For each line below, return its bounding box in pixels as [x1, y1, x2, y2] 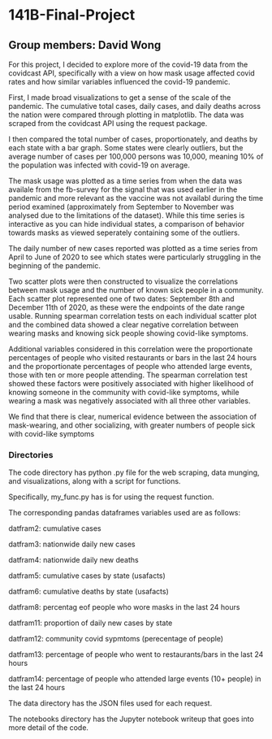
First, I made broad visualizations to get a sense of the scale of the [8, 93, 231, 102]
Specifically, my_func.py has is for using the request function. [8, 492, 214, 502]
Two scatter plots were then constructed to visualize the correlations [8, 276, 238, 286]
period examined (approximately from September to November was [8, 202, 235, 211]
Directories [8, 449, 54, 460]
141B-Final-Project [8, 6, 136, 24]
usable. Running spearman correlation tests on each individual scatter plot [8, 311, 257, 320]
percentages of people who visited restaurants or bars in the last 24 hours [8, 353, 257, 363]
